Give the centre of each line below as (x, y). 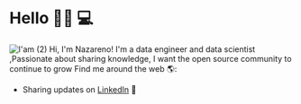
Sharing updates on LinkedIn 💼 (79, 89)
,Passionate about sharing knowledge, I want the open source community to (150, 58)
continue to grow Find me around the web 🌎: (93, 68)
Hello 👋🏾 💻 (51, 18)
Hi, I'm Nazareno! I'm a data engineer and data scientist (152, 49)
